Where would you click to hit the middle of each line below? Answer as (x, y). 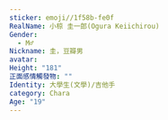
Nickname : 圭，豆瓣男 (46, 51)
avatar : (24, 60)
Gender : (24, 34)
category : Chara (40, 93)
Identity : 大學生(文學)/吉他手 (62, 85)
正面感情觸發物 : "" (41, 77)
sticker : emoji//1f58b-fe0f (62, 18)
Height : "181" (36, 69)
